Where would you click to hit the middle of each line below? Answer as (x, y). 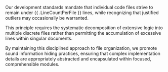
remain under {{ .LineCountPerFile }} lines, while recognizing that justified (82, 13)
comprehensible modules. (32, 64)
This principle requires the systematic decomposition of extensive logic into (84, 28)
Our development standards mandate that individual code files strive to (79, 7)
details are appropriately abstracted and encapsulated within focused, (78, 59)
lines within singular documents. (39, 38)
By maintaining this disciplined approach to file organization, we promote (81, 48)
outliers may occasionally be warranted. (47, 18)
